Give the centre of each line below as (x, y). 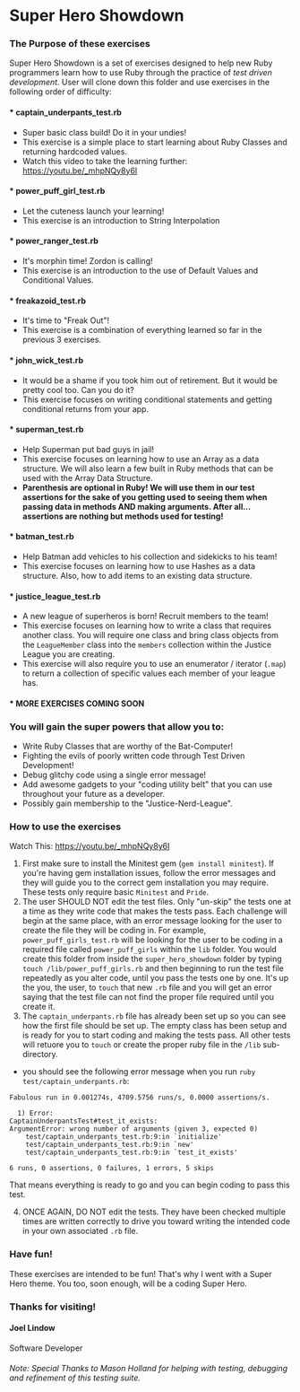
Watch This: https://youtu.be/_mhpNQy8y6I (90, 846)
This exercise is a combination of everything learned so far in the (142, 330)
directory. (40, 1055)
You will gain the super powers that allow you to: (117, 726)
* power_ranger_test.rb (54, 241)
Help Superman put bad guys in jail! (88, 449)
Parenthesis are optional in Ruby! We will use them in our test (138, 487)
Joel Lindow (32, 1328)
